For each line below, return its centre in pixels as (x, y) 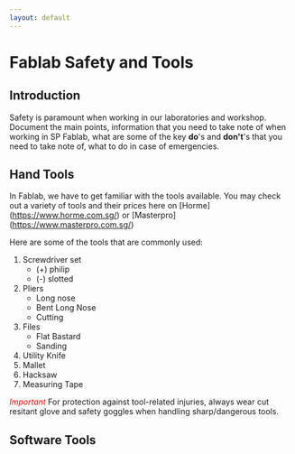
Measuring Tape (53, 385)
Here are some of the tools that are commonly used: (106, 242)
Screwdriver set (52, 260)
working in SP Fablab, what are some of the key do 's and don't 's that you (146, 136)
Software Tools (53, 440)
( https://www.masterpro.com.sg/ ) (72, 225)
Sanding (51, 346)
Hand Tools (42, 175)
